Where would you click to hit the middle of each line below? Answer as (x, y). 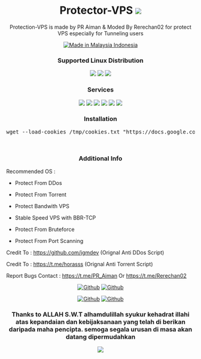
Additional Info (100, 158)
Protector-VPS (96, 10)
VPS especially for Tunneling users (100, 33)
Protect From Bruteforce (45, 229)
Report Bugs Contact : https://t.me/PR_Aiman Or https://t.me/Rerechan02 (97, 276)
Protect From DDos (38, 183)
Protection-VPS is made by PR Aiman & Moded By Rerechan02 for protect (100, 27)
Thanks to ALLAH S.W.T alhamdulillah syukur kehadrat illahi (100, 315)
